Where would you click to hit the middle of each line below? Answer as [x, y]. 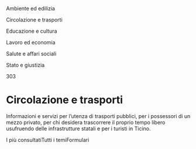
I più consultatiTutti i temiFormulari [48, 140]
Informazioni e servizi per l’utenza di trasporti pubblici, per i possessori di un [98, 116]
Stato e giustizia [25, 65]
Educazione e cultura [32, 31]
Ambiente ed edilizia [31, 8]
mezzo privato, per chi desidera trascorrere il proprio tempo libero [86, 122]
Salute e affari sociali [31, 54]
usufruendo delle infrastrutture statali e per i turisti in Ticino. [78, 129]
